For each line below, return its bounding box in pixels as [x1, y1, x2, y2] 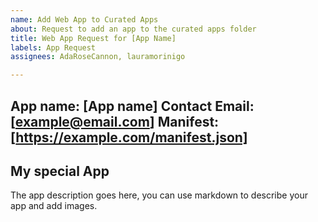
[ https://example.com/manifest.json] [10, 129, 248, 146]
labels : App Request [10, 42, 97, 53]
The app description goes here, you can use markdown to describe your [10, 189, 308, 201]
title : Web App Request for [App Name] [10, 33, 177, 43]
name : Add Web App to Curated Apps [10, 14, 159, 25]
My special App [10, 162, 110, 180]
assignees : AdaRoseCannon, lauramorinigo [10, 52, 186, 62]
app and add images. [10, 200, 98, 212]
